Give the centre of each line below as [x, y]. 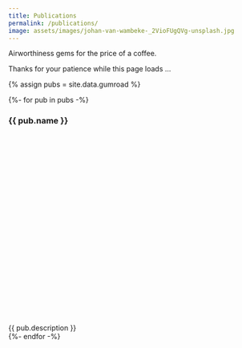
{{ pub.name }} [38, 121]
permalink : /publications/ [53, 23]
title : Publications [43, 16]
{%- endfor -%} [34, 336]
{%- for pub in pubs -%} [49, 100]
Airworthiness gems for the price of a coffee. [83, 54]
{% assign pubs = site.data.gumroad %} [75, 84]
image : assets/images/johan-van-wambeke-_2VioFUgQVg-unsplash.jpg [121, 30]
